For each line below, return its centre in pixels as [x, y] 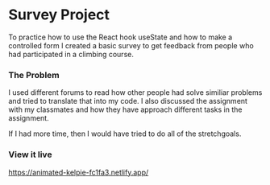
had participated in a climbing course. [71, 54]
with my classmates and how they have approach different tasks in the [125, 109]
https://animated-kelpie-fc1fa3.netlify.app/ [79, 172]
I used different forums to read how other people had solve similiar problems [135, 92]
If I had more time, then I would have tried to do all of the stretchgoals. [125, 134]
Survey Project [59, 15]
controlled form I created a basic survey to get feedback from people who [131, 45]
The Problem [34, 75]
